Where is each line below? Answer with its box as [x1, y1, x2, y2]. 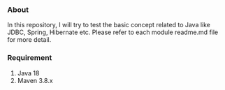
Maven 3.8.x [17, 76, 54, 84]
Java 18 [17, 68, 40, 77]
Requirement [7, 53, 52, 63]
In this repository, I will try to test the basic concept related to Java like [7, 21, 211, 29]
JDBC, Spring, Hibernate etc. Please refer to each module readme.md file [7, 28, 219, 36]
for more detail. [7, 36, 52, 44]
